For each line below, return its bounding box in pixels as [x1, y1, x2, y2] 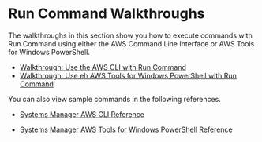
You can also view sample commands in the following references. [8, 94, 221, 104]
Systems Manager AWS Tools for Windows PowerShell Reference [19, 125, 233, 134]
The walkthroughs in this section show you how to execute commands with [8, 31, 253, 40]
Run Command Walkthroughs [8, 5, 205, 23]
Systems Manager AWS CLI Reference [19, 109, 144, 118]
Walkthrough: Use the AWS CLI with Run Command [19, 62, 187, 71]
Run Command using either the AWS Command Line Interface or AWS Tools [8, 38, 255, 48]
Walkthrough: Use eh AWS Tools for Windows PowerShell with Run [19, 71, 237, 80]
